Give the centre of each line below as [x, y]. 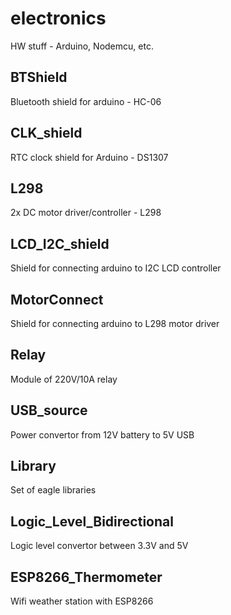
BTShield [39, 77]
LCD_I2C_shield [60, 243]
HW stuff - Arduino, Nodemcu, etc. [82, 46]
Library [33, 466]
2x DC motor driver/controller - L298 [86, 213]
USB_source [49, 410]
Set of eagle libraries [53, 490]
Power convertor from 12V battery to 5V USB [102, 434]
